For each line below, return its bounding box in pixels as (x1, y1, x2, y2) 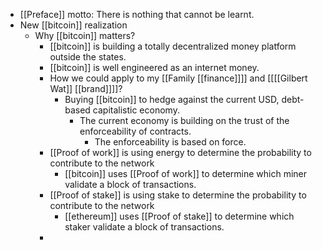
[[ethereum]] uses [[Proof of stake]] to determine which (64, 210, 295, 222)
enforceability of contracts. (79, 125, 192, 137)
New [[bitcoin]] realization (19, 19, 128, 31)
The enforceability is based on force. (94, 136, 247, 148)
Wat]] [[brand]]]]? (49, 83, 123, 94)
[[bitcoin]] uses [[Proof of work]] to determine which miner (64, 168, 308, 179)
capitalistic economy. (92, 104, 180, 116)
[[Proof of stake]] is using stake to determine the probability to (49, 189, 307, 201)
